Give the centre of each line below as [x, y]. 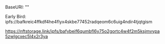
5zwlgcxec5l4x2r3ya [27, 36]
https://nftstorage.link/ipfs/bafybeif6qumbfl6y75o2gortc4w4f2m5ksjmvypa [82, 31]
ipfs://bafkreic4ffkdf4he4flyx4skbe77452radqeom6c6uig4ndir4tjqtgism [79, 22]
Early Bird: [16, 16]
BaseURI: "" [17, 7]
